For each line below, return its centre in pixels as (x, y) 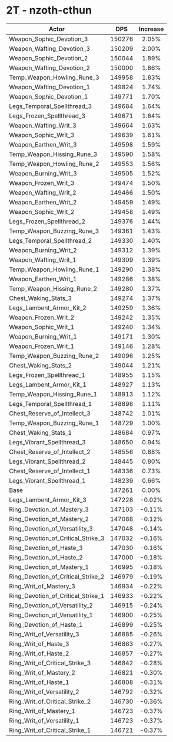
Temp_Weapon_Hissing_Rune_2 (53, 288)
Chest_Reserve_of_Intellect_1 (50, 471)
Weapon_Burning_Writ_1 (43, 336)
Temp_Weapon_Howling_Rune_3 (54, 77)
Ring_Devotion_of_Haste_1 (46, 624)
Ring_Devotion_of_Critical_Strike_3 (57, 538)
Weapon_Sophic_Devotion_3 (49, 39)
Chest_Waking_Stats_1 (41, 432)
